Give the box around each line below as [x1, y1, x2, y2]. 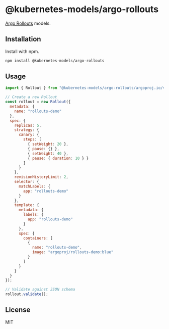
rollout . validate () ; [5, 292, 49, 297]
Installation [5, 35, 41, 43]
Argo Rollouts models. [5, 20, 51, 26]
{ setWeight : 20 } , [27, 142, 69, 147]
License [5, 306, 31, 314]
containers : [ [23, 236, 53, 241]
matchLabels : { [18, 183, 51, 189]
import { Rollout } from [5, 85, 57, 90]
